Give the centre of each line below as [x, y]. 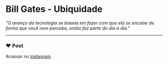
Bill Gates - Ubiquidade [54, 9]
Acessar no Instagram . [29, 57]
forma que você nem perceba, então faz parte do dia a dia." [68, 28]
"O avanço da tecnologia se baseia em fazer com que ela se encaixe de [80, 23]
